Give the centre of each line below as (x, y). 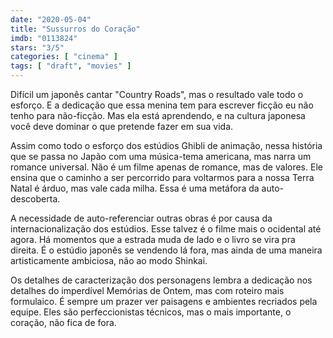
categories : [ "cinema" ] (64, 57)
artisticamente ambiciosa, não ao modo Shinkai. (109, 260)
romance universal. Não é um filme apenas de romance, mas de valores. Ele (166, 167)
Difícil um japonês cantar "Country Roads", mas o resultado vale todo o (157, 94)
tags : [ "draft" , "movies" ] (71, 66)
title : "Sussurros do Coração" (75, 29)
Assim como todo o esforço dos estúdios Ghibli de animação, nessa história (166, 145)
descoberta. (35, 199)
